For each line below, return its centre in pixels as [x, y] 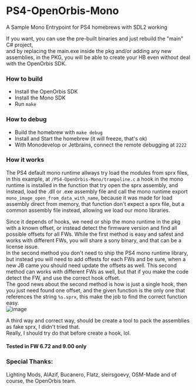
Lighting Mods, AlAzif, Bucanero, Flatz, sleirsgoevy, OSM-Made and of [92, 374]
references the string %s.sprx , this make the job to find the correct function [97, 296]
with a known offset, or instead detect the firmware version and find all [92, 228]
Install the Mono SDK [40, 98]
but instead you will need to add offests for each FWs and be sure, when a [96, 259]
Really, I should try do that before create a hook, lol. [68, 333]
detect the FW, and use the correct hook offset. [63, 278]
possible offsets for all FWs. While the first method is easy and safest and [95, 234]
